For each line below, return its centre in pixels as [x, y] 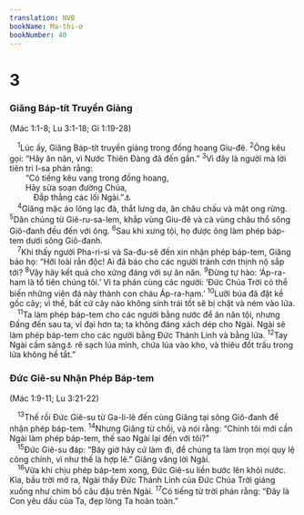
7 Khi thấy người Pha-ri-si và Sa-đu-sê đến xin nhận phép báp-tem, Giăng [154, 251]
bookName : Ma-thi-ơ [46, 26]
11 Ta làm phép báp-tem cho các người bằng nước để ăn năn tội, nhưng [149, 314]
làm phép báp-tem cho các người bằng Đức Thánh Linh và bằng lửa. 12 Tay [149, 335]
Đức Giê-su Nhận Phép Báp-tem [82, 378]
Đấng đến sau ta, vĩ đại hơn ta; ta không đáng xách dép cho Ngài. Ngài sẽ [147, 324]
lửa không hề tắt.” [42, 355]
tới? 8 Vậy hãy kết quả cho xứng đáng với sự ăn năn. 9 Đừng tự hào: [133, 272]
